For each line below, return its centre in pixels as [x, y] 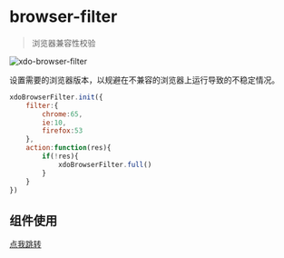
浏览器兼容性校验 [64, 43]
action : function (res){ [69, 148]
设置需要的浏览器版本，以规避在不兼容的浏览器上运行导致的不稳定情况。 [144, 80]
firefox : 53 [63, 131]
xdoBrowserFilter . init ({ [56, 97]
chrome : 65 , [63, 114]
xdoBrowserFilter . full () [105, 164]
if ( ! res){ [60, 156]
